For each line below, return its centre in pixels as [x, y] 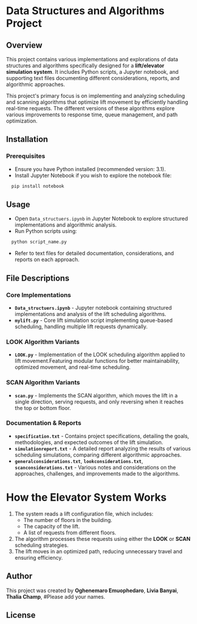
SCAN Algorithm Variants [43, 383]
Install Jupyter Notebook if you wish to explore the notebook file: [93, 175]
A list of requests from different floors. [70, 533]
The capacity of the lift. [52, 526]
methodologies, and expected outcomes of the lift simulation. [89, 442]
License [21, 615]
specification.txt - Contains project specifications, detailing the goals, [102, 436]
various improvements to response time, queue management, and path [92, 114]
